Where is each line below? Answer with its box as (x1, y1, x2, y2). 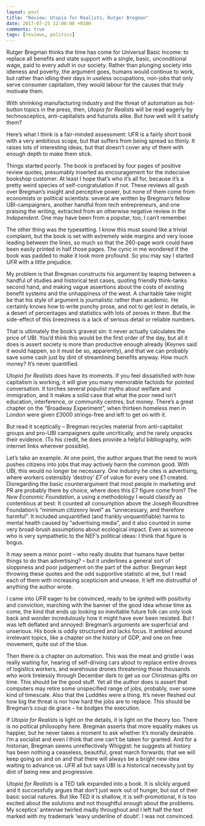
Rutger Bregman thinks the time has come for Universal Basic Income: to (6, 48, 189, 56)
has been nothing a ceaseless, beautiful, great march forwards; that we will (6, 749, 195, 756)
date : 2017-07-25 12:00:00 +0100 (6, 20, 92, 26)
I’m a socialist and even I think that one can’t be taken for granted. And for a (6, 735, 197, 743)
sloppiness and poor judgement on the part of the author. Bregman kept (6, 564, 187, 571)
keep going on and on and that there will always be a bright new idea (6, 755, 180, 762)
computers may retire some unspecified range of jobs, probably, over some (6, 685, 196, 692)
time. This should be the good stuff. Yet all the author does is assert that (6, 679, 187, 686)
